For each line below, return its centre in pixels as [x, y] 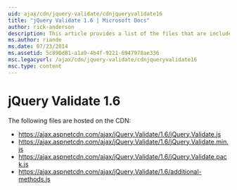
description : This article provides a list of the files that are [107, 33]
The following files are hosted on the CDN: [70, 120]
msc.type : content [35, 66]
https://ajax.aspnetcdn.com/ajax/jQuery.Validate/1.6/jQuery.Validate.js [120, 134]
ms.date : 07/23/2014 [38, 46]
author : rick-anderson [41, 27]
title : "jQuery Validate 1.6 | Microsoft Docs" [79, 20]
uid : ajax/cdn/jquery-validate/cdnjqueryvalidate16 [85, 14]
